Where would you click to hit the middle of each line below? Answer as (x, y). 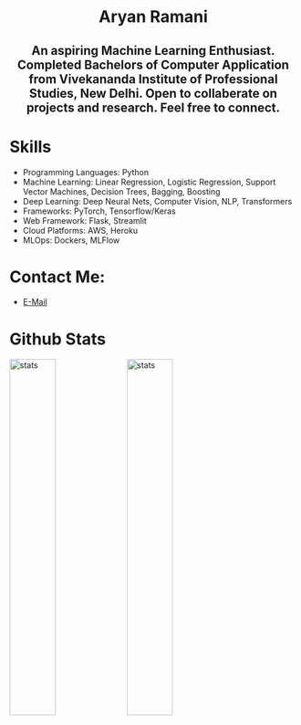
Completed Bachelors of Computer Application (153, 64)
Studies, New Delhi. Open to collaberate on (153, 93)
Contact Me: (57, 277)
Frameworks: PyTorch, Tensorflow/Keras (99, 211)
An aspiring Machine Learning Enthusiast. (153, 51)
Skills (31, 147)
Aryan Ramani (153, 17)
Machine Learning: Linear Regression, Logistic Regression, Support (149, 182)
